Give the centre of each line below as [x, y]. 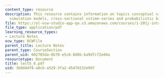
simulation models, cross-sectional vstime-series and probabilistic [82, 18]
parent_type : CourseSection [34, 50]
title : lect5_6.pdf [25, 63]
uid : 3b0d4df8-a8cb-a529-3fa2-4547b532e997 [50, 68]
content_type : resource [29, 9]
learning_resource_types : [31, 32]
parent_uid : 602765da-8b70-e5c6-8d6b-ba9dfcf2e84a [58, 55]
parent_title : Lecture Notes [35, 46]
